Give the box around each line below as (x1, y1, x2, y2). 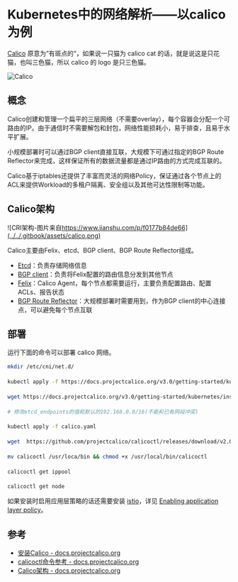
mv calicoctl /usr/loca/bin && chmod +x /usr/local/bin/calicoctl (7, 453, 208, 460)
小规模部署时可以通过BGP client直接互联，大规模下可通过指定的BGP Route (7, 147, 225, 156)
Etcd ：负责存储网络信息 (17, 260, 87, 270)
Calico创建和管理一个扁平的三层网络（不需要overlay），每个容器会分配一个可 (7, 114, 230, 123)
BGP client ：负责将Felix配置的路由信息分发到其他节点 (17, 270, 174, 278)
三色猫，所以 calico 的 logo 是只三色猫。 (31, 57, 150, 66)
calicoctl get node (7, 483, 65, 490)
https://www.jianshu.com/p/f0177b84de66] (61, 223, 188, 231)
